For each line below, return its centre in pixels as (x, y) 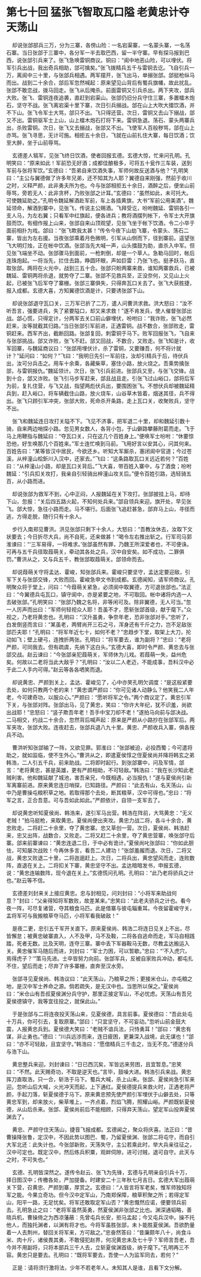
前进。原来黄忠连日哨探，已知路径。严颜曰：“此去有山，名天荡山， (104, 785)
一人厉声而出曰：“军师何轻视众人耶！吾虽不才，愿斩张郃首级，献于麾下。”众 (99, 609)
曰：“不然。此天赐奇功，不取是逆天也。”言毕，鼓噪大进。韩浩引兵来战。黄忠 (99, 1072)
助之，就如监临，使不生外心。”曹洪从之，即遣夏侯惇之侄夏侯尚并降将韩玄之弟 (100, 755)
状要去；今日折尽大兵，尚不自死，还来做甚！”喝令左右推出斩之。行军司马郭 (99, 536)
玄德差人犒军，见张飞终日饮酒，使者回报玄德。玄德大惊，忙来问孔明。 (98, 155)
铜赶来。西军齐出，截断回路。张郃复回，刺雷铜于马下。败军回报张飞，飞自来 (100, 333)
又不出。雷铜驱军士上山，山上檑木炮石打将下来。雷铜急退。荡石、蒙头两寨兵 (100, 120)
